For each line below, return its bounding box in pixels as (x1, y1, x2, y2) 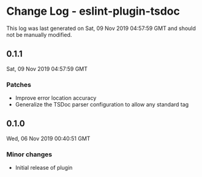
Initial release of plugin (15, 164, 73, 171)
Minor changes (6, 150, 53, 159)
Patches (6, 80, 32, 89)
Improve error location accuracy (15, 94, 97, 102)
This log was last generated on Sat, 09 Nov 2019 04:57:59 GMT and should (6, 24, 196, 32)
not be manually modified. (6, 31, 72, 38)
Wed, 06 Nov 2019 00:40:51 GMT (6, 135, 91, 142)
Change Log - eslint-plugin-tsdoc (6, 4, 181, 18)
